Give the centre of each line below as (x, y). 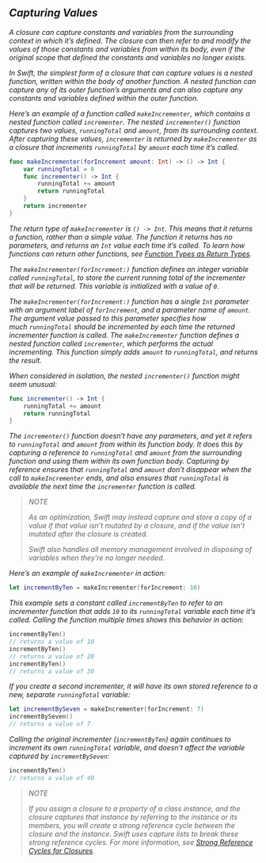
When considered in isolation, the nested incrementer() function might (124, 375)
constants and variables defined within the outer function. (104, 98)
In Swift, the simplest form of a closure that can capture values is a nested (131, 73)
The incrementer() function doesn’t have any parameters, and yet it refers (131, 436)
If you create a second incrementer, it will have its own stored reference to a (133, 686)
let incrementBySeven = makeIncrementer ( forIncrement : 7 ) (106, 709)
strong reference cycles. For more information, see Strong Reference (141, 842)
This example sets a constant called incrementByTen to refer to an (116, 603)
